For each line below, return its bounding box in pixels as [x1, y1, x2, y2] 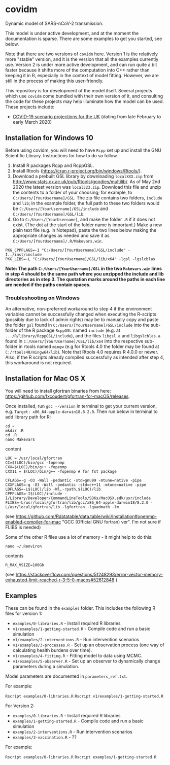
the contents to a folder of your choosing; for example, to [12, 189, 132, 195]
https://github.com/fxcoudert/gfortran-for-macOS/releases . [5, 393, 130, 399]
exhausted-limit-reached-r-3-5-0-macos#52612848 [5, 577, 115, 583]
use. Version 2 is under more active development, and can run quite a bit [5, 61, 157, 67]
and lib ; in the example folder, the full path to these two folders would [12, 200, 160, 206]
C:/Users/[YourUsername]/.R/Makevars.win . [12, 237, 103, 244]
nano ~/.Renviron [5, 544, 42, 549]
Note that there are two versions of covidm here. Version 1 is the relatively [5, 51, 158, 57]
